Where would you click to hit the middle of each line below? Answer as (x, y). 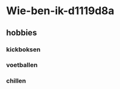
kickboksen (23, 50)
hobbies (22, 33)
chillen (16, 81)
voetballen (22, 65)
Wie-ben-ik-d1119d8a (60, 11)
